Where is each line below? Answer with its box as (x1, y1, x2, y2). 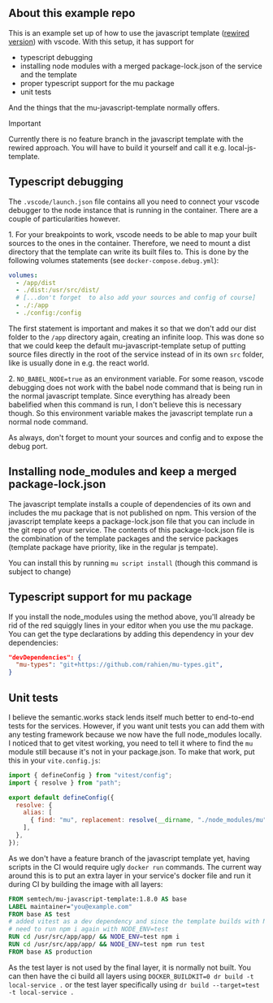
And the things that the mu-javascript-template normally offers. (8, 102, 220, 112)
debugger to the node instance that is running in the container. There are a (8, 205, 258, 214)
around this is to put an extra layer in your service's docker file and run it (8, 871, 252, 880)
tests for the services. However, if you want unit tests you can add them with (8, 720, 266, 730)
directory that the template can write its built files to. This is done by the (8, 247, 249, 257)
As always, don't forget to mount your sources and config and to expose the (8, 432, 264, 442)
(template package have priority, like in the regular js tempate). (8, 542, 219, 551)
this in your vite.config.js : (8, 755, 101, 765)
